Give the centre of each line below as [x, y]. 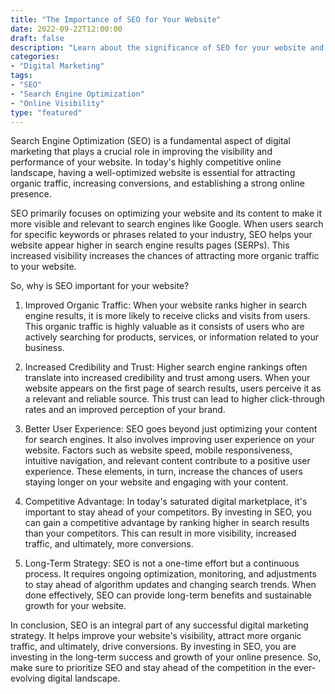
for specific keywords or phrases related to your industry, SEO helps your [161, 235]
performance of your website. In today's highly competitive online [146, 162]
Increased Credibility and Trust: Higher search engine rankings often [166, 367]
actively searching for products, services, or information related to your [172, 337]
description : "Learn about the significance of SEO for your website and [167, 47]
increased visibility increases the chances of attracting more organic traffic [165, 256]
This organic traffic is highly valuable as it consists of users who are [164, 327]
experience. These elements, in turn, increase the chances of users [163, 472]
